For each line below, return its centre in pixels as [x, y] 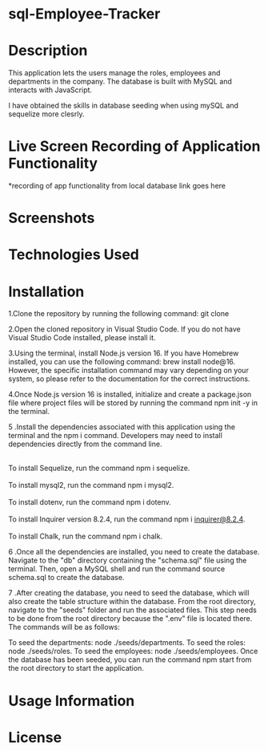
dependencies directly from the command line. [85, 444]
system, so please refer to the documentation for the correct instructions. [129, 379]
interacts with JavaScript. [50, 90]
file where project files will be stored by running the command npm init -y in [133, 403]
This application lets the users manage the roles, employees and [114, 73]
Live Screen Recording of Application [134, 146]
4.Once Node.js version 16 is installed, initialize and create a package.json [130, 395]
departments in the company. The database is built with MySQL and [120, 82]
